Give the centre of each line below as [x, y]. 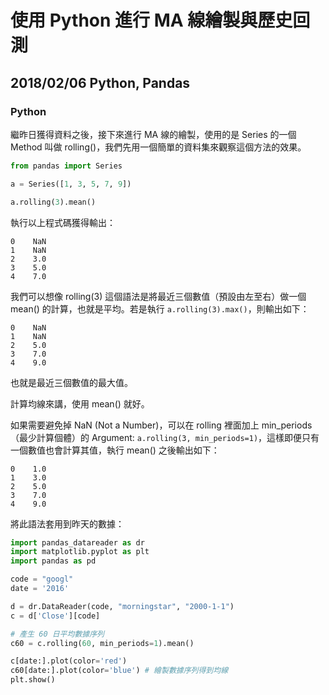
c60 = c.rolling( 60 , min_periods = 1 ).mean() [102, 643]
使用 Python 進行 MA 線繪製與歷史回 [160, 20]
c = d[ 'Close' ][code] [55, 616]
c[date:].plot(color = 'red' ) [69, 661]
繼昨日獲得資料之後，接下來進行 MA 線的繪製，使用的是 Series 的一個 [153, 134]
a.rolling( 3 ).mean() [53, 202]
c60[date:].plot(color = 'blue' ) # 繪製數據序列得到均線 [119, 671]
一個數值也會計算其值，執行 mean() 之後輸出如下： [115, 450]
